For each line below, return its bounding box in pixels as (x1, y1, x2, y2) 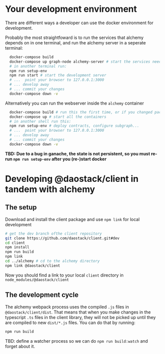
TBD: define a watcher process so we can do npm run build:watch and (5, 338, 148, 344)
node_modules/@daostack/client (5, 277, 69, 282)
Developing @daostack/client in (5, 174, 139, 184)
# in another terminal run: (9, 64, 67, 69)
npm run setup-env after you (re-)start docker (13, 156, 107, 162)
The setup (5, 203, 37, 212)
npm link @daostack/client (5, 263, 60, 268)
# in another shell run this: (9, 119, 71, 124)
